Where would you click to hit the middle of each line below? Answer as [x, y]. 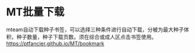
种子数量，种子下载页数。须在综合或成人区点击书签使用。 [87, 37]
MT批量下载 [35, 12]
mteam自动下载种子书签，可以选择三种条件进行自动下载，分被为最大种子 [95, 29]
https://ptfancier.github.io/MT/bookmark [55, 43]
